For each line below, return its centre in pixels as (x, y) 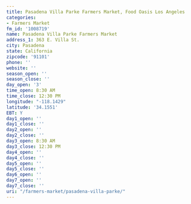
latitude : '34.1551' (32, 107)
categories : (21, 18)
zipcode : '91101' (28, 57)
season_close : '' (28, 79)
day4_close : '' (25, 158)
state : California (29, 51)
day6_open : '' (24, 175)
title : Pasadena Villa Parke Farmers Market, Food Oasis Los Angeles (96, 12)
